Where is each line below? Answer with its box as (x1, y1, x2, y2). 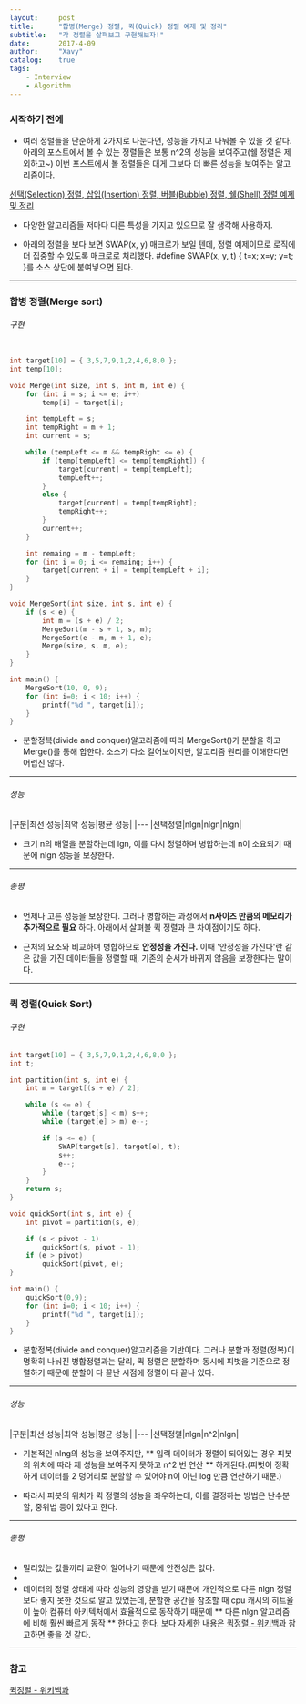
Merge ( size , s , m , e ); (42, 641, 128, 651)
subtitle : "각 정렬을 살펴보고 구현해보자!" (9, 30, 165, 39)
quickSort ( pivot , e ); (42, 1260, 125, 1269)
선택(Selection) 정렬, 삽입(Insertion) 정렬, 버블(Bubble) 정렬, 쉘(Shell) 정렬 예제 (9, 189, 295, 199)
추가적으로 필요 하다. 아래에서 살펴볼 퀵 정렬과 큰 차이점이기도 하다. (22, 922, 261, 933)
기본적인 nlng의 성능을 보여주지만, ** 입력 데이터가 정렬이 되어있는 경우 (22, 1447, 276, 1458)
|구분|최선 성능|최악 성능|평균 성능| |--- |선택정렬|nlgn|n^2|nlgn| (9, 1428, 240, 1439)
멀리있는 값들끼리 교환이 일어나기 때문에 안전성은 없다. (22, 1562, 216, 1573)
